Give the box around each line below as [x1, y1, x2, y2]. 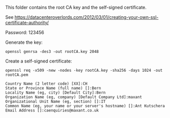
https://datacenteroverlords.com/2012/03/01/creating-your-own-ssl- [14, 14, 159, 20]
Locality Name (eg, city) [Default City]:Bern [5, 90, 106, 95]
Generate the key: [5, 39, 43, 45]
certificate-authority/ [5, 20, 49, 25]
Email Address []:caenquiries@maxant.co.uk [5, 108, 99, 113]
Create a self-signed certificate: [5, 58, 72, 64]
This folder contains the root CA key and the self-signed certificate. [5, 5, 147, 10]
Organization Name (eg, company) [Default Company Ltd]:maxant [5, 95, 143, 100]
